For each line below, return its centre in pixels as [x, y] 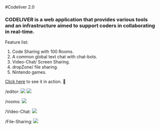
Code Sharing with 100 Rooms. [43, 52]
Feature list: [17, 42]
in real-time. [20, 32]
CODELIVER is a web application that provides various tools [76, 19]
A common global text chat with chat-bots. [55, 57]
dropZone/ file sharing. [35, 67]
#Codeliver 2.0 [20, 7]
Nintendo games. [29, 72]
